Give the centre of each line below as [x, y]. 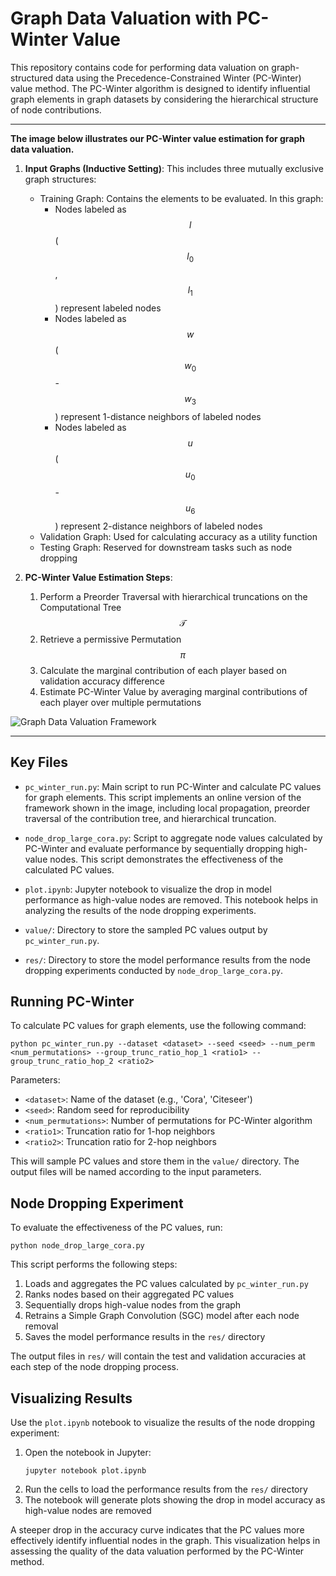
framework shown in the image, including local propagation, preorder [167, 808]
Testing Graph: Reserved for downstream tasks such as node [166, 547]
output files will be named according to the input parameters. [136, 1172]
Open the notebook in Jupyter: [88, 1452]
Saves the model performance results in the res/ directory [145, 1337]
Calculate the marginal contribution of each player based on [163, 670]
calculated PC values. [69, 869]
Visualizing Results [71, 1398]
